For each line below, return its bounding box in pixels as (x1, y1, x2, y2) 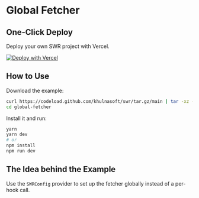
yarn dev (6, 131, 28, 138)
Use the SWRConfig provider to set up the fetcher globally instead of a (6, 180, 174, 187)
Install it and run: (6, 115, 47, 122)
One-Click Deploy (6, 27, 73, 37)
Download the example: (6, 87, 64, 94)
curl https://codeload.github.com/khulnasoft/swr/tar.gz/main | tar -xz (6, 98, 190, 104)
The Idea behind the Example (6, 164, 116, 174)
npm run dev (6, 148, 36, 154)
